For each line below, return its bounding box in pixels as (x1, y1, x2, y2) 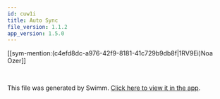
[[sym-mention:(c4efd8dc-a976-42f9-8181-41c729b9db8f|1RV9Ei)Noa (7, 49, 214, 58)
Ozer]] (7, 57, 26, 65)
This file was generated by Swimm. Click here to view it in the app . (7, 84, 201, 92)
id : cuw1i (7, 10, 37, 18)
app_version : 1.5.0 (7, 29, 65, 37)
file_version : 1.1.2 (7, 23, 68, 30)
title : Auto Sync (7, 17, 59, 24)
